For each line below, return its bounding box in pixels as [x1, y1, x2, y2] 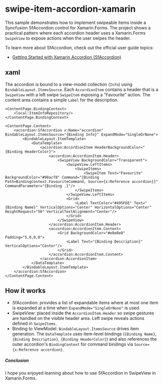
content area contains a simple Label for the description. [5, 97, 119, 103]
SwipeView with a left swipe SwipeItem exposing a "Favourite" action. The [5, 91, 150, 97]
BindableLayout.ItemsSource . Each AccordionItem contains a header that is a [5, 87, 159, 92]
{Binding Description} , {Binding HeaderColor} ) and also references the [12, 336, 157, 342]
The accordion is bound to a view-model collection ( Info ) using [5, 81, 133, 87]
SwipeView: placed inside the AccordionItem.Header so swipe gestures [12, 310, 154, 316]
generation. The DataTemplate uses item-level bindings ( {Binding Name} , [12, 331, 157, 337]
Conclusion [5, 358, 29, 363]
